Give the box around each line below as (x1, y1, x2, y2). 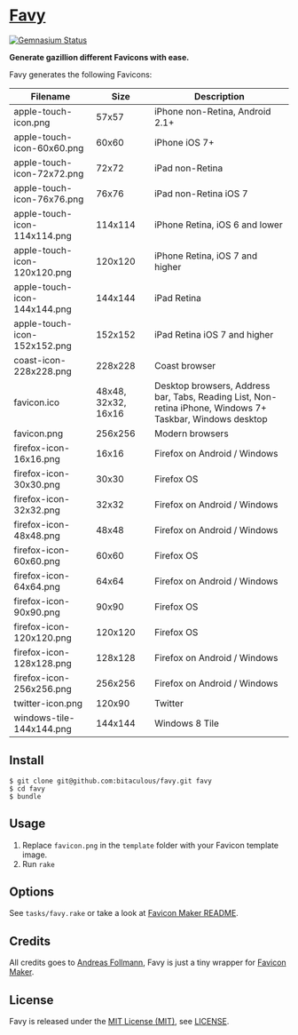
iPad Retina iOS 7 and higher (153, 328, 274, 340)
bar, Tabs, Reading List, (153, 390, 253, 402)
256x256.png (13, 682, 73, 695)
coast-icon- (13, 354, 67, 366)
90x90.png (13, 606, 60, 618)
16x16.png (13, 452, 60, 465)
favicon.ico (13, 396, 60, 409)
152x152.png (13, 339, 73, 352)
